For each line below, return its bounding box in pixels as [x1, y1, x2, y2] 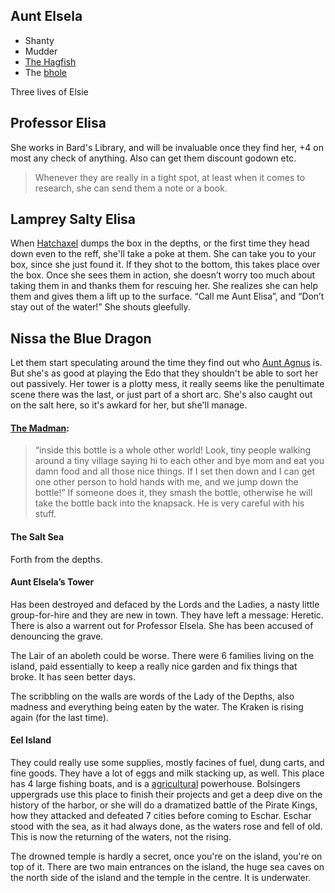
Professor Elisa [10, 115, 107, 132]
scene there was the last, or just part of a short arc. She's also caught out [10, 389, 313, 401]
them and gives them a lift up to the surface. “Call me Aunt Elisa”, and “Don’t [10, 290, 325, 303]
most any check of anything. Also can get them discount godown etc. [10, 152, 297, 164]
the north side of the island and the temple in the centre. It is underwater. [10, 872, 312, 884]
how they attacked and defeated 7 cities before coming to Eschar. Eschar [10, 810, 312, 822]
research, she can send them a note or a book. [34, 182, 228, 194]
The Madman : [10, 422, 70, 434]
